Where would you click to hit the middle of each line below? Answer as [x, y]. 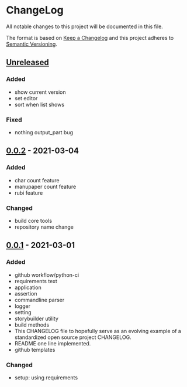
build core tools [33, 220]
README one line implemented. [53, 343]
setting [23, 312]
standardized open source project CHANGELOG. [73, 337]
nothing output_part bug [44, 132]
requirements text [36, 281]
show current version [40, 92]
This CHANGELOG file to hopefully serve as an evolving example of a [98, 331]
